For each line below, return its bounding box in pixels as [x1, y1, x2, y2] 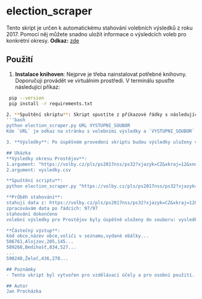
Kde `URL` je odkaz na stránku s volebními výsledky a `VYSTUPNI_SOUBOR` [6, 128, 195, 134]
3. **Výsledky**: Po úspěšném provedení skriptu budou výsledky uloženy [6, 139, 192, 145]
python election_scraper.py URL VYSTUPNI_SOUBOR [6, 122, 130, 129]
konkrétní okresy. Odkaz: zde [6, 37, 79, 44]
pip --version [8, 95, 44, 101]
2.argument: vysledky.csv [6, 167, 71, 173]
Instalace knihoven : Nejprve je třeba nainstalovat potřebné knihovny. [14, 71, 187, 78]
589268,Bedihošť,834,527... [6, 244, 77, 251]
